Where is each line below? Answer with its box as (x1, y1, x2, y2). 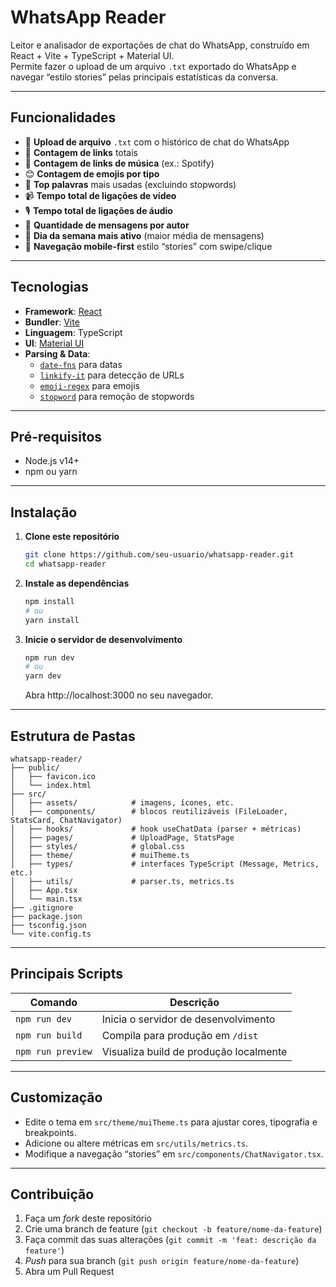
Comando (29, 995, 78, 1009)
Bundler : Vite (24, 316, 80, 328)
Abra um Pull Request (24, 1266, 115, 1278)
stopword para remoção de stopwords (39, 390, 195, 402)
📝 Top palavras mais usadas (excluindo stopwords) (24, 178, 237, 190)
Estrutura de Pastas (10, 727, 136, 745)
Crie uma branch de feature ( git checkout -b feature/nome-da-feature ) (24, 1223, 323, 1235)
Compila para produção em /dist (101, 1028, 259, 1042)
